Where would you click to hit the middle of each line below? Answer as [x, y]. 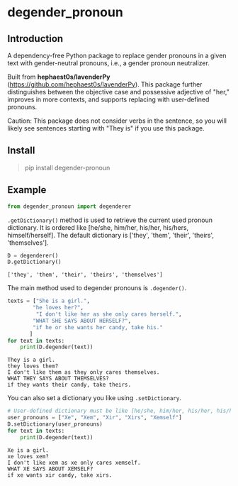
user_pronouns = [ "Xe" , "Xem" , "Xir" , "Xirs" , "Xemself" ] [95, 418]
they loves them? [33, 366]
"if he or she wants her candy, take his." [98, 327]
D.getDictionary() [34, 262]
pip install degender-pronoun [67, 167]
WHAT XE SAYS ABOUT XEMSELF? [50, 469]
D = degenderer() [33, 255]
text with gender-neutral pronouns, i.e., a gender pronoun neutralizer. [109, 63]
